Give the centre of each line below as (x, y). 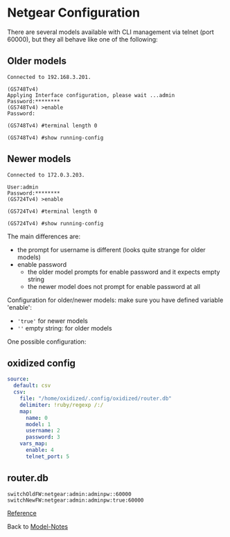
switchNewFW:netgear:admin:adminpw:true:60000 (76, 500)
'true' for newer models (52, 321)
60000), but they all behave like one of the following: (82, 39)
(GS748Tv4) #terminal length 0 (52, 125)
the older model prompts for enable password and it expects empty (124, 272)
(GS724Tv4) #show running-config (55, 223)
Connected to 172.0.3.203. (46, 175)
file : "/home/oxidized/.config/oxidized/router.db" (96, 398)
